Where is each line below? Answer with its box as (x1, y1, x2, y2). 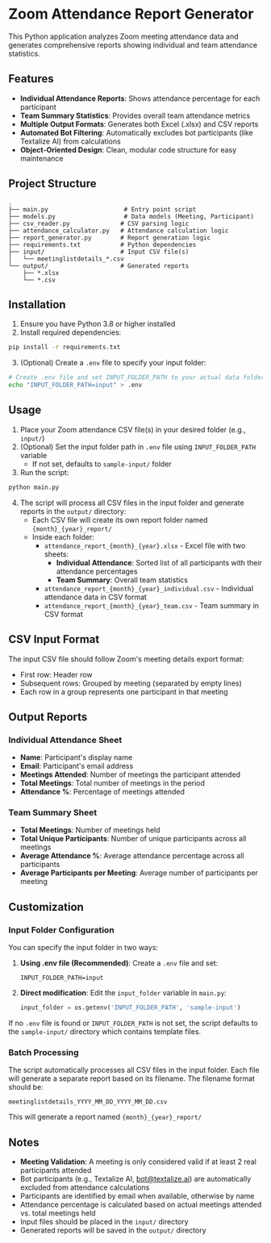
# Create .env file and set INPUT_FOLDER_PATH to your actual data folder (8, 373, 265, 382)
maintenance (19, 153, 64, 163)
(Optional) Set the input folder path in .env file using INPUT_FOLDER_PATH (19, 441, 256, 452)
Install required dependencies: (19, 327, 122, 337)
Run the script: (19, 467, 69, 477)
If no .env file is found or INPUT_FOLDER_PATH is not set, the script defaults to (8, 1018, 258, 1028)
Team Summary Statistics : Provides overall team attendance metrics (19, 111, 251, 120)
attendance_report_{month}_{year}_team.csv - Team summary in (44, 600, 260, 610)
